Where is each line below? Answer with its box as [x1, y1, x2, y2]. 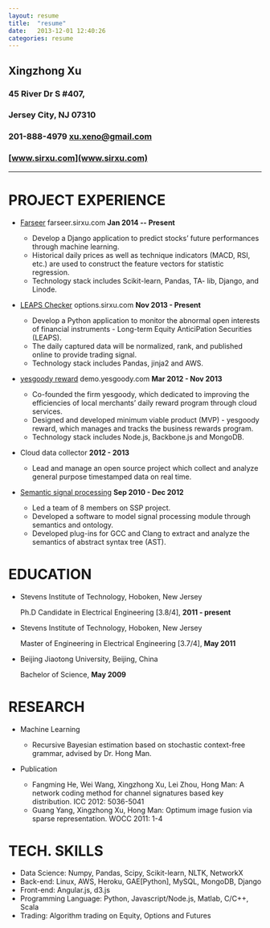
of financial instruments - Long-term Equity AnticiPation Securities [31, 324, 252, 333]
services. [31, 407, 63, 416]
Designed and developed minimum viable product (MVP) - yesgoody [31, 415, 260, 424]
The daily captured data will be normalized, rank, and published [31, 341, 243, 350]
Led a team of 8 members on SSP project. [31, 503, 171, 513]
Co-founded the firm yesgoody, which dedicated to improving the [31, 389, 250, 399]
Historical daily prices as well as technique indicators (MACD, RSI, [31, 250, 251, 260]
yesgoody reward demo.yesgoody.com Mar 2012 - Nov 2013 [19, 374, 223, 383]
